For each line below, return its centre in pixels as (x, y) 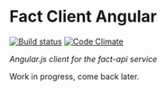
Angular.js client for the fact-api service (83, 59)
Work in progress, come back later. (74, 76)
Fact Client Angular (83, 17)
